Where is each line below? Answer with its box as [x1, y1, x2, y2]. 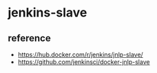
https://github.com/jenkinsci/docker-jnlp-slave [17, 58, 150, 66]
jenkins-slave [8, 5, 87, 21]
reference [8, 32, 51, 44]
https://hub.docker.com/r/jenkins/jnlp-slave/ [17, 50, 143, 59]
